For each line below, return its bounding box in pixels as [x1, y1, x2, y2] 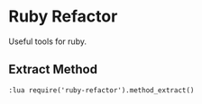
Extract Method [8, 62, 98, 77]
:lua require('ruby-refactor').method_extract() [8, 85, 195, 95]
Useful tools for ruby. [8, 36, 87, 47]
